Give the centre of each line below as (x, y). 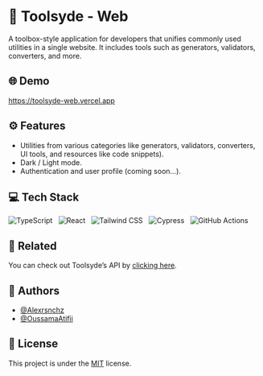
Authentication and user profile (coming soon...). (100, 171)
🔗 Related (33, 246)
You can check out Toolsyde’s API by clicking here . (92, 266)
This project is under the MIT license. (70, 363)
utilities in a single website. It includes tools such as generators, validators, (132, 47)
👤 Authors (34, 290)
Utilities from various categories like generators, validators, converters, (138, 145)
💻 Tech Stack (44, 197)
